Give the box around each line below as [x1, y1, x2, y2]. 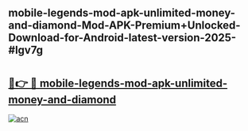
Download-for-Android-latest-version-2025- [8, 31, 237, 44]
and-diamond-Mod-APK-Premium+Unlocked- [8, 19, 241, 33]
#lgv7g [8, 44, 44, 57]
